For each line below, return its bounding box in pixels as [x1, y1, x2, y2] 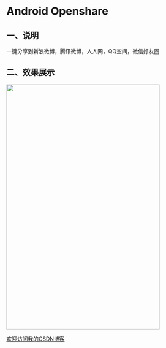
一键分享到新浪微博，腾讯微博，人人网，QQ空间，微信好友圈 [6, 48, 160, 55]
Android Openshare [6, 4, 108, 18]
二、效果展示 [6, 67, 55, 78]
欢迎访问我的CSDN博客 [6, 335, 65, 342]
